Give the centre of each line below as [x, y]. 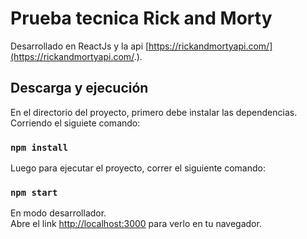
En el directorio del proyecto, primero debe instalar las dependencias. [154, 112]
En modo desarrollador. [58, 213]
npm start [34, 192]
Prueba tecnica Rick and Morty [141, 18]
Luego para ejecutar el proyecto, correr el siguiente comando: [138, 168]
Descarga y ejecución [79, 88]
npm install [39, 147]
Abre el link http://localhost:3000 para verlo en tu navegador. [136, 224]
